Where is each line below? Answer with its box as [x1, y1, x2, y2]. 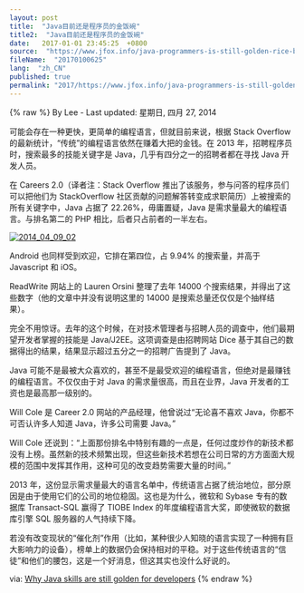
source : [9, 47, 39, 56]
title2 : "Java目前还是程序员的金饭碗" [9, 30, 145, 39]
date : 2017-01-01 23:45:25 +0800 [9, 38, 147, 48]
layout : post [9, 13, 59, 23]
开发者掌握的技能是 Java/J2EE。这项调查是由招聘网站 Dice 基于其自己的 [16, 334, 287, 345]
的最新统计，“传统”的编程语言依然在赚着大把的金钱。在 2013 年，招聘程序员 [9, 137, 292, 148]
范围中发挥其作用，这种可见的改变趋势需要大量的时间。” [24, 460, 232, 471]
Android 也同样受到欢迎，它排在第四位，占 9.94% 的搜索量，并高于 [9, 250, 261, 261]
